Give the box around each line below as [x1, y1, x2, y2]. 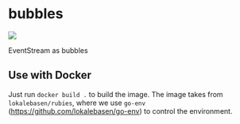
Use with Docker [8, 69, 92, 82]
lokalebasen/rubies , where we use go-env [8, 98, 145, 107]
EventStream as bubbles [8, 45, 89, 55]
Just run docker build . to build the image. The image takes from [8, 89, 224, 99]
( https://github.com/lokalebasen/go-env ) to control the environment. [8, 106, 233, 115]
